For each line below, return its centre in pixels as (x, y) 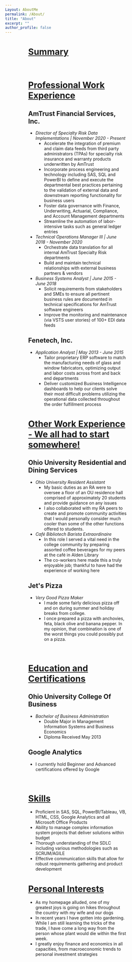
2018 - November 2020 (59, 242)
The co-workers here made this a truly (83, 560)
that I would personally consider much (82, 518)
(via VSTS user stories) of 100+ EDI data (84, 320)
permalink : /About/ (25, 14)
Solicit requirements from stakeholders (83, 289)
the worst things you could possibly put (84, 634)
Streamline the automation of (73, 221)
